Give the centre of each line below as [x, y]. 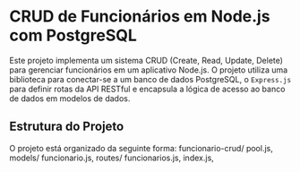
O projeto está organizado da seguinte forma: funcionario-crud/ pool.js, [141, 148]
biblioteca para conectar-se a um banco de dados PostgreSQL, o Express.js [150, 79]
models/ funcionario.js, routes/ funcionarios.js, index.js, [112, 158]
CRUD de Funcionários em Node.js [140, 17]
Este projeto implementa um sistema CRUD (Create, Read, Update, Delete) [146, 60]
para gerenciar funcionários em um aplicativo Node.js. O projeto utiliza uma [149, 70]
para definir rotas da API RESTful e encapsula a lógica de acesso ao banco [147, 89]
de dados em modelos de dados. [70, 98]
